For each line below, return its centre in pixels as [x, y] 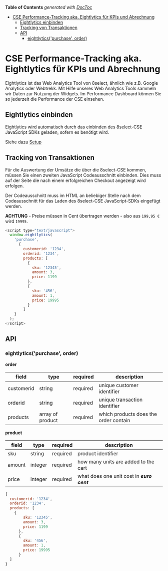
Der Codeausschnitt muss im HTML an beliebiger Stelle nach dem [73, 196]
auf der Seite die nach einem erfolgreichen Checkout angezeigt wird [75, 180]
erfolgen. [14, 185]
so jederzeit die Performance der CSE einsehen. [55, 99]
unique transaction [121, 400]
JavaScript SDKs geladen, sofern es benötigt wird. [57, 132]
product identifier [98, 453]
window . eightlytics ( [31, 235]
